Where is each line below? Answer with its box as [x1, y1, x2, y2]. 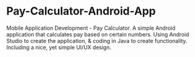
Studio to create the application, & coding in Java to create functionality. [6, 37, 188, 44]
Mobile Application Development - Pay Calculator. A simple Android [6, 24, 175, 32]
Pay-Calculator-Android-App [6, 4, 156, 18]
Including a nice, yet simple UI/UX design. [6, 44, 112, 51]
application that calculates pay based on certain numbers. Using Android [6, 30, 190, 38]
